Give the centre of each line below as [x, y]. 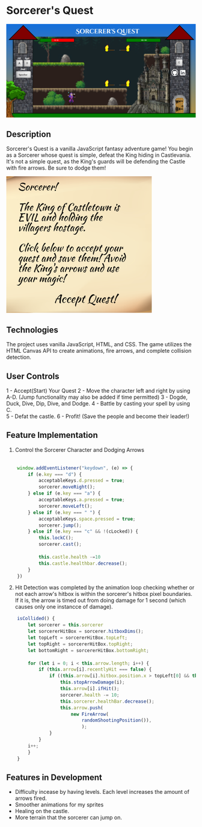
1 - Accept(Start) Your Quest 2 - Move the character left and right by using [98, 390]
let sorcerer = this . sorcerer [66, 625]
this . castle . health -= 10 [69, 557]
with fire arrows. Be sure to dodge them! [56, 168]
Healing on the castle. [42, 811]
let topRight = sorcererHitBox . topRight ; [81, 644]
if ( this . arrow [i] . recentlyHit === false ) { [95, 670]
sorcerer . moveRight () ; [67, 487]
